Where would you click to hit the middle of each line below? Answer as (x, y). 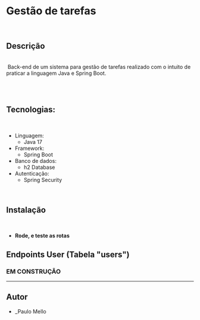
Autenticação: (32, 173)
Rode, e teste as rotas (42, 236)
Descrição (26, 46)
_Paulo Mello (30, 311)
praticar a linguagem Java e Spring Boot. (56, 73)
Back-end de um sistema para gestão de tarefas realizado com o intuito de (99, 67)
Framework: (29, 148)
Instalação (26, 210)
